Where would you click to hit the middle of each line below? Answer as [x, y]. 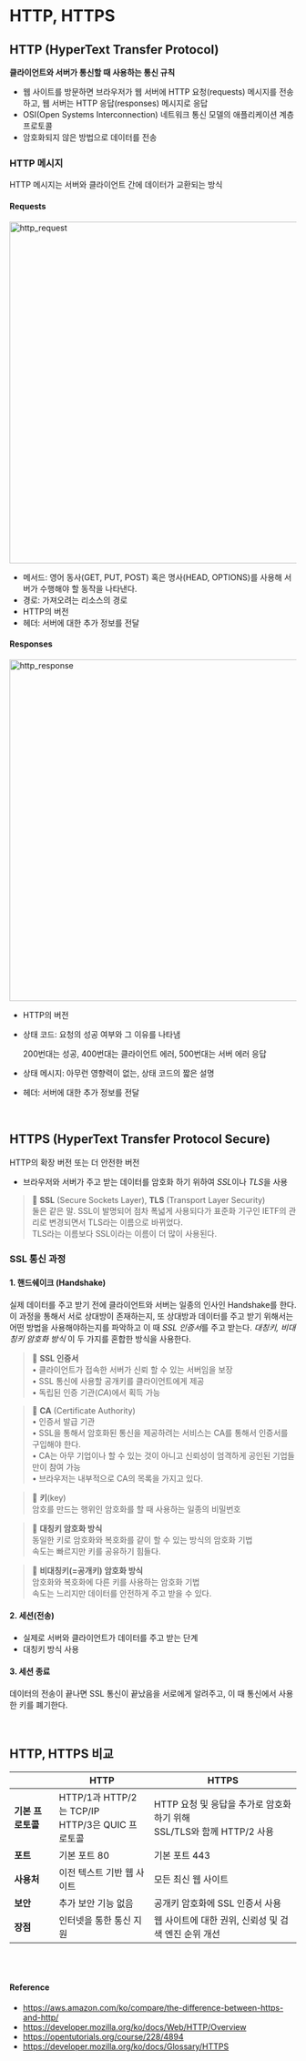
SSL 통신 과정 [38, 1260]
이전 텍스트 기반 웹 [96, 1872]
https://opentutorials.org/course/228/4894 [103, 2037]
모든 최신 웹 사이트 [191, 1879]
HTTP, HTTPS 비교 [61, 1754]
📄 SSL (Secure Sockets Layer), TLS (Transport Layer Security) [148, 1199]
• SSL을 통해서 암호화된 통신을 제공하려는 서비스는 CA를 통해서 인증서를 [160, 1433]
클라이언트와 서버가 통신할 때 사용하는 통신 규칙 [92, 72]
